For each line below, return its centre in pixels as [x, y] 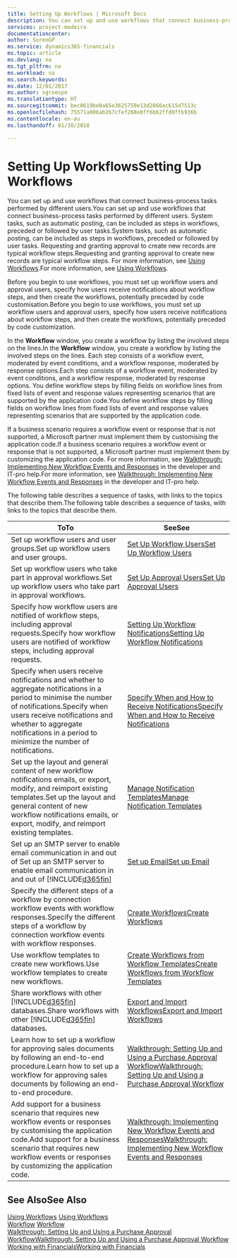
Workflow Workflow [36, 1224]
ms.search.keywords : [38, 79]
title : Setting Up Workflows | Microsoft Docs [77, 14]
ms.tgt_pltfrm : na [34, 66]
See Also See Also [47, 1200]
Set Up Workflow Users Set [171, 544]
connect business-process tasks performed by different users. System [110, 216]
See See [177, 528]
